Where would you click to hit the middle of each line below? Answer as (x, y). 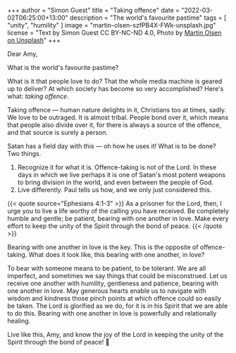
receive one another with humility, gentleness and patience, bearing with (113, 283)
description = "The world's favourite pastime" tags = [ (148, 18)
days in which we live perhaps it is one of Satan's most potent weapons (122, 175)
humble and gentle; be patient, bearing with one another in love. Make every (118, 219)
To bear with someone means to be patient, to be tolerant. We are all (107, 268)
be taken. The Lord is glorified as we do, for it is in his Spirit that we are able (118, 306)
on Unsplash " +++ (34, 40)
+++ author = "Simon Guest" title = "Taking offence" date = (93, 10)
